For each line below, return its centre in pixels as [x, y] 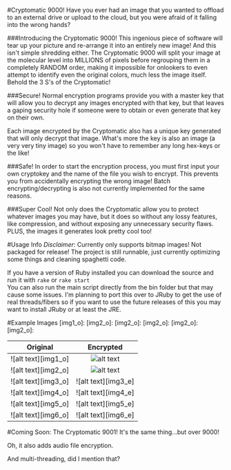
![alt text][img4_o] [40, 392]
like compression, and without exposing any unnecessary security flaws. [110, 224]
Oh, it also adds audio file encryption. [60, 445]
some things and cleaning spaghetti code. [67, 259]
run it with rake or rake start [49, 280]
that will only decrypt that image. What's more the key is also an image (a [111, 138]
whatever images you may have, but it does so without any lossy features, [112, 216]
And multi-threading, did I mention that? [64, 459]
